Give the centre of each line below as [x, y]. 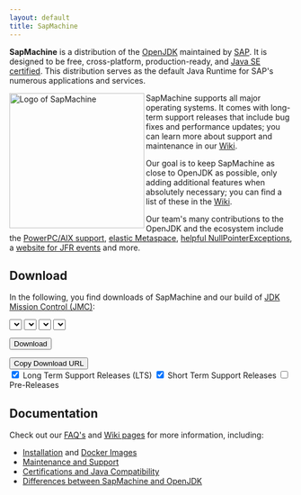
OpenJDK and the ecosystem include [215, 228]
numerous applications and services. [78, 80]
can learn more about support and [209, 136]
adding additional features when [205, 182]
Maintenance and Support [71, 462]
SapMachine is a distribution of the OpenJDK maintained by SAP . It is [138, 51]
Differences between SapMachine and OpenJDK [112, 481]
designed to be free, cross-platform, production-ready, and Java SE [135, 61]
